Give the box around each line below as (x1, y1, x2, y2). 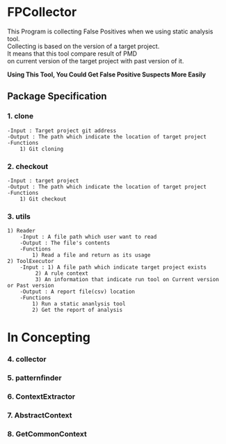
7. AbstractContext (7, 411, 72, 420)
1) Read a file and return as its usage (32, 252, 151, 259)
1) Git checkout (19, 196, 67, 203)
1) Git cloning (19, 145, 64, 152)
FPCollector (7, 4, 77, 20)
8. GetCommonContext (7, 429, 87, 439)
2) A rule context (35, 270, 89, 277)
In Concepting (7, 330, 91, 345)
